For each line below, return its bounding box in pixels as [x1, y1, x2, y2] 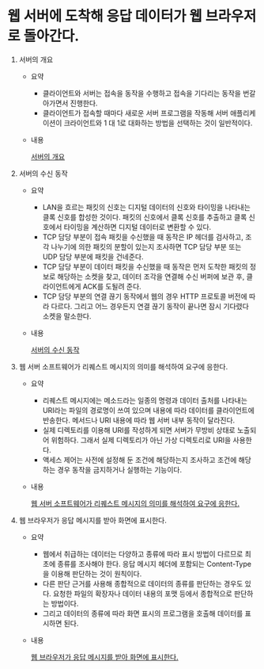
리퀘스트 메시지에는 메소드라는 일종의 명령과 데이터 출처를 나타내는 [42, 396, 248, 405]
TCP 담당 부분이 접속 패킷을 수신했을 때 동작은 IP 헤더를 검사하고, [42, 231, 244, 242]
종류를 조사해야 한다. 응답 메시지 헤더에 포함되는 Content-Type [57, 559, 252, 568]
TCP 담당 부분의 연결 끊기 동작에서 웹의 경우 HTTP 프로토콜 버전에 [42, 291, 248, 301]
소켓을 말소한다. [42, 311, 92, 321]
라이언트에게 [42, 281, 81, 291]
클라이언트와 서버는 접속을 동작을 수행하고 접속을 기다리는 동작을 [42, 88, 242, 97]
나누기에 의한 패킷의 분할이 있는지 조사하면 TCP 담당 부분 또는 [51, 242, 242, 251]
